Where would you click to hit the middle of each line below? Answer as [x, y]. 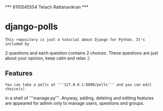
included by [17, 44]
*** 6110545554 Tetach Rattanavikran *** [47, 7]
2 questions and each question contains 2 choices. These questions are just [82, 53]
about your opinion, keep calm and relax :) [48, 58]
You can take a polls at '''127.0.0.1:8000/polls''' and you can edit [78, 85]
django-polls [31, 27]
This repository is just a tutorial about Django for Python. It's [75, 39]
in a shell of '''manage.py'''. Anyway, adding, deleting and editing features [79, 98]
